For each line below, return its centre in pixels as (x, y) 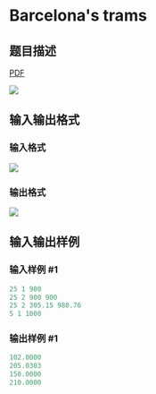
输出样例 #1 (33, 338)
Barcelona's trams (78, 16)
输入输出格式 (45, 120)
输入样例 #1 (33, 270)
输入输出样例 (45, 242)
